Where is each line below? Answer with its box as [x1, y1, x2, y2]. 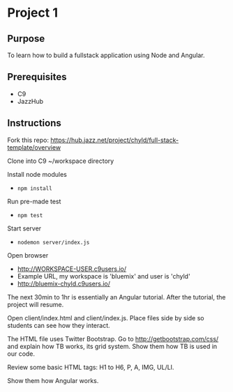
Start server [7, 224, 42, 233]
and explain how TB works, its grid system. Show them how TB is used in [7, 342, 218, 350]
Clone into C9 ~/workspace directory [7, 157, 114, 165]
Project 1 [7, 5, 58, 21]
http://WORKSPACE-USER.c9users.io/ [17, 265, 127, 273]
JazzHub [17, 97, 44, 105]
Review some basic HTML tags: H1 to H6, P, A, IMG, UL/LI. [7, 363, 174, 371]
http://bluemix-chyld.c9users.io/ [17, 279, 110, 288]
